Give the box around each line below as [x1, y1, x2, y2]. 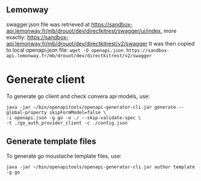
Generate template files [6, 137, 96, 147]
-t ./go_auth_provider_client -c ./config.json [6, 120, 128, 126]
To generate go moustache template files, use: [6, 152, 122, 159]
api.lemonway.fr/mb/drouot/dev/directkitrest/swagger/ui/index [6, 27, 161, 34]
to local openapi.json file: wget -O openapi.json [6, 46, 124, 54]
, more [160, 27, 177, 34]
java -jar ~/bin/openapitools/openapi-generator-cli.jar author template [6, 164, 196, 170]
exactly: [6, 33, 26, 41]
